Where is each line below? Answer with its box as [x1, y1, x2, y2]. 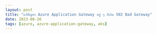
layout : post [5, 7, 33, 12]
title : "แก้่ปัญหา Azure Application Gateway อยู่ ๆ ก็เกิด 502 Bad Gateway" [5, 12, 152, 17]
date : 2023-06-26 [5, 16, 42, 21]
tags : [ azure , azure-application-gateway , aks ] [5, 21, 108, 26]
